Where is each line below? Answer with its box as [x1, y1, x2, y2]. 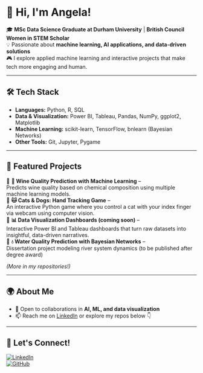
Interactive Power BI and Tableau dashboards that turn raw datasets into [6, 225, 186, 232]
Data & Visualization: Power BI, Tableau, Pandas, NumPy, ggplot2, [14, 112, 181, 120]
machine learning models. [6, 190, 71, 197]
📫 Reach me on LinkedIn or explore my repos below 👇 [14, 312, 152, 319]
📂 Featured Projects [6, 161, 82, 171]
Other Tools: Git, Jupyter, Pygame [14, 138, 101, 145]
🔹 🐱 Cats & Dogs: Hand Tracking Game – [6, 196, 111, 204]
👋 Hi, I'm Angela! [6, 5, 92, 19]
